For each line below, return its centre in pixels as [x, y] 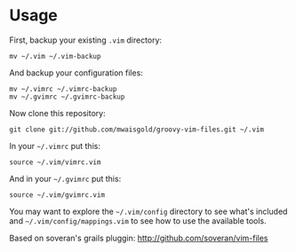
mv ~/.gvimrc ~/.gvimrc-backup [67, 97]
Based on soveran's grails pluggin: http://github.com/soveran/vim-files [139, 238]
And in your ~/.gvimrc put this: [65, 178]
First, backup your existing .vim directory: [86, 40]
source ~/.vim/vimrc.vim [55, 162]
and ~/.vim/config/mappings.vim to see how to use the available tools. [138, 220]
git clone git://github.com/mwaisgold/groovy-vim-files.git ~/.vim [137, 130]
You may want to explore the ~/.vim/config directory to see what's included [148, 211]
